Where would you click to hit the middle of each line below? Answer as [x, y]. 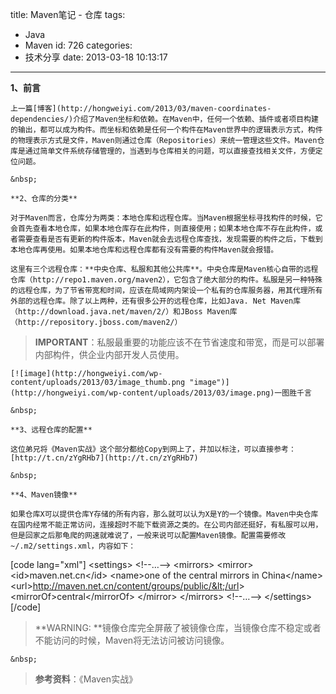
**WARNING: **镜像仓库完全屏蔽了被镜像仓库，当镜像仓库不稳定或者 [178, 627]
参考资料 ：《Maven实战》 [86, 679]
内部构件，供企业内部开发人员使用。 [109, 354]
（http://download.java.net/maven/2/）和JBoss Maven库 [124, 312]
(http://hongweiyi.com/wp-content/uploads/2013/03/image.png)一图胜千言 [161, 393]
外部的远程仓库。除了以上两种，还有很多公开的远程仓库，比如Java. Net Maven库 [156, 301]
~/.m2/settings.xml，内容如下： [73, 546]
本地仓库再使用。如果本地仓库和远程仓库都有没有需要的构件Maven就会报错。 [144, 250]
